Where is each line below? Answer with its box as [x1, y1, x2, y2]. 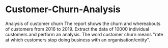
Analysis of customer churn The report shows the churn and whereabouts [5, 20, 161, 27]
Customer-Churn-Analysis [5, 4, 121, 15]
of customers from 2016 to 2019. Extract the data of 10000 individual [5, 26, 149, 32]
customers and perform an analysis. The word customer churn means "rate [5, 31, 164, 37]
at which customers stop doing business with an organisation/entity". [5, 37, 150, 43]
